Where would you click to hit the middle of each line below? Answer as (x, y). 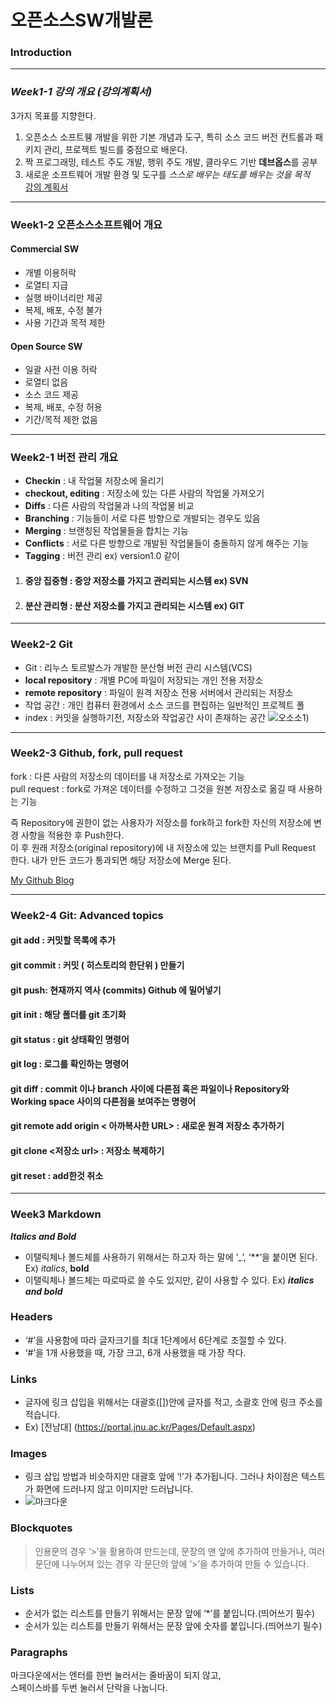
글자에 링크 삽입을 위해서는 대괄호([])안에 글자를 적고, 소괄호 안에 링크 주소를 (173, 1402)
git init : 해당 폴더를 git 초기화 (68, 1015)
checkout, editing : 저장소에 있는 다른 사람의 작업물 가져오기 (144, 493)
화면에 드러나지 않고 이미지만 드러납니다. (114, 1489)
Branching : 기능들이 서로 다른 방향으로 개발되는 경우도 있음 (142, 518)
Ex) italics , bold (57, 1268)
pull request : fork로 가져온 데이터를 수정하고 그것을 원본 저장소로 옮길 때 (153, 788)
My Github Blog (42, 880)
